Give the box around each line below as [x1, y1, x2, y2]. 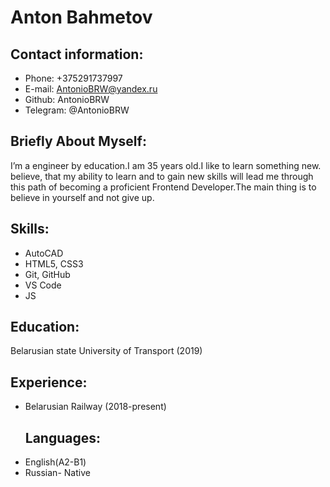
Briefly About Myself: [10, 133, 147, 150]
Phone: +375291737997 [24, 72, 123, 84]
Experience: [10, 374, 88, 391]
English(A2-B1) [24, 456, 87, 468]
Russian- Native [24, 467, 91, 479]
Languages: [24, 429, 102, 446]
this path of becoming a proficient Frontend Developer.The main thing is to [10, 181, 317, 193]
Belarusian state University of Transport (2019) [10, 345, 203, 357]
